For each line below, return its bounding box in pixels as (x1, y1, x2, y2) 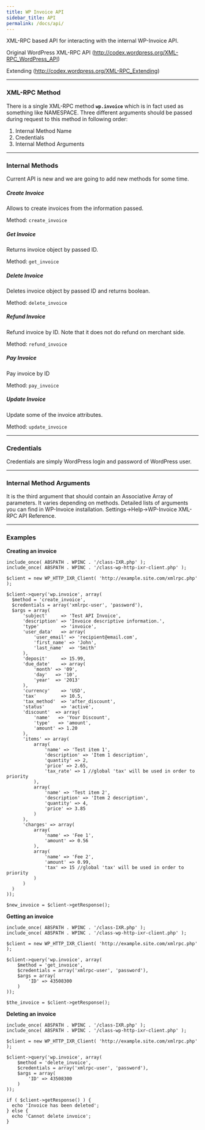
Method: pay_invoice (6, 381, 59, 389)
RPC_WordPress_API (6, 56, 58, 63)
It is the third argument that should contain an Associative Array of (6, 493, 173, 500)
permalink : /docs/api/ (6, 20, 64, 26)
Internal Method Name (15, 127, 72, 135)
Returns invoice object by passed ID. (6, 245, 99, 253)
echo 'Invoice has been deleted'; (12, 1102, 99, 1109)
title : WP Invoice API (6, 9, 64, 15)
